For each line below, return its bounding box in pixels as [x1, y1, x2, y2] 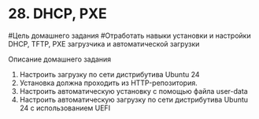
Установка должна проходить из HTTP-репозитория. [19, 78, 198, 87]
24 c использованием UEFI [19, 103, 111, 113]
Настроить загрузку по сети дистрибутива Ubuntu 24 [19, 69, 200, 79]
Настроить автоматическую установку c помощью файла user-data [19, 86, 248, 95]
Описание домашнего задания [8, 54, 112, 64]
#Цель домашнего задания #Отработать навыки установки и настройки [8, 31, 251, 40]
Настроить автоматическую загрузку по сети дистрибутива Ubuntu [19, 95, 249, 104]
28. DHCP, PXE [8, 5, 108, 23]
